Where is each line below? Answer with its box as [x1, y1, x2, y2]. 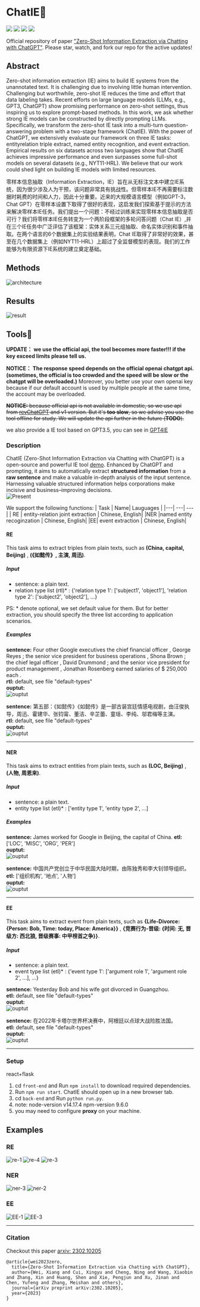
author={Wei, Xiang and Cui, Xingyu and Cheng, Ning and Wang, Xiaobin [11, 1269, 193, 1275]
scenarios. [6, 617, 32, 625]
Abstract [6, 61, 40, 71]
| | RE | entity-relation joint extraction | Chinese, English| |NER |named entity [6, 511, 192, 518]
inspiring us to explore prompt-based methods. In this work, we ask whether [6, 109, 193, 116]
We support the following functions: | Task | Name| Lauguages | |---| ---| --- [6, 505, 194, 512]
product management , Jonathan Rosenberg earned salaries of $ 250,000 [6, 665, 187, 672]
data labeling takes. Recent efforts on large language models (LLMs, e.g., [6, 96, 186, 103]
